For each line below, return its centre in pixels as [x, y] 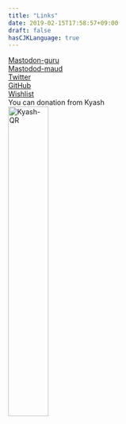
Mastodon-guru [34, 60]
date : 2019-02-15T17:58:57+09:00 [63, 23]
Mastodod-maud [36, 69]
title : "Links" [33, 15]
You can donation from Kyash [56, 102]
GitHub [20, 86]
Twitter [20, 77]
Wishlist [21, 94]
